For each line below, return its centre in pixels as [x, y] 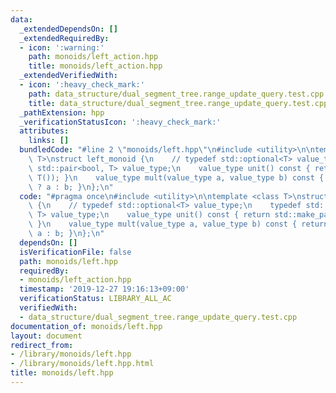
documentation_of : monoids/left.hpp [86, 326]
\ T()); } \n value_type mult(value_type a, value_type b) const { [176, 177]
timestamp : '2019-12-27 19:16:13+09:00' [104, 289]
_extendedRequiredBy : [64, 38]
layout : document [46, 336]
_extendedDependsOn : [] [68, 29]
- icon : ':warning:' [62, 47]
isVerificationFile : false [75, 252]
